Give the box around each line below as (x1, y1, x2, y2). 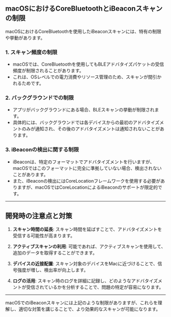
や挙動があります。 (5, 35, 45, 41)
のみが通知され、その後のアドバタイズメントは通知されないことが (21, 126, 160, 132)
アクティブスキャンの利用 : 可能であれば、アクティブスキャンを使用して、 (12, 243, 166, 249)
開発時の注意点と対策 (5, 212, 72, 220)
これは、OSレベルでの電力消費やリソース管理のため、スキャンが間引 (12, 74, 157, 80)
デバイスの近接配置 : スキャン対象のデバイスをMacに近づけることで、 (12, 261, 158, 267)
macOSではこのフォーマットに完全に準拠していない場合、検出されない (12, 165, 162, 171)
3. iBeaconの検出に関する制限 (5, 146, 79, 153)
